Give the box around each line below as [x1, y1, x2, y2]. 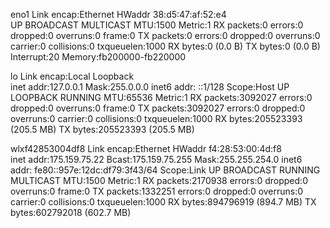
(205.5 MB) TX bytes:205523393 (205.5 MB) [10, 124, 195, 135]
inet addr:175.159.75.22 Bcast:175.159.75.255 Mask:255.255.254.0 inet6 [10, 154, 303, 165]
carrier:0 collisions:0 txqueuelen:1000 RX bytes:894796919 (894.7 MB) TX [10, 196, 317, 208]
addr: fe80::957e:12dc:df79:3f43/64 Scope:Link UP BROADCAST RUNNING [10, 164, 321, 176]
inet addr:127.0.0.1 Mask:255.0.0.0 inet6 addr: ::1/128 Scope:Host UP [10, 81, 290, 93]
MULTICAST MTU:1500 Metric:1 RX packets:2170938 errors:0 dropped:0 [10, 175, 308, 186]
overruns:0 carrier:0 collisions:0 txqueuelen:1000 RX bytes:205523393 [10, 113, 303, 124]
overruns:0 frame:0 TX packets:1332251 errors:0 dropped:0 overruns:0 [10, 185, 304, 197]
